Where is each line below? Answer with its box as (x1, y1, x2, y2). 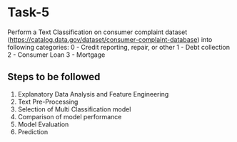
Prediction (17, 127, 49, 136)
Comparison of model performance (17, 112, 122, 121)
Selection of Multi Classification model (17, 104, 131, 114)
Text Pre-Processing (17, 97, 79, 106)
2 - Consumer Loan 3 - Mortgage (7, 50, 106, 59)
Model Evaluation (17, 120, 69, 129)
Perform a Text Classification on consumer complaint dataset (7, 28, 188, 36)
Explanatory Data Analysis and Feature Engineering (17, 89, 169, 98)
